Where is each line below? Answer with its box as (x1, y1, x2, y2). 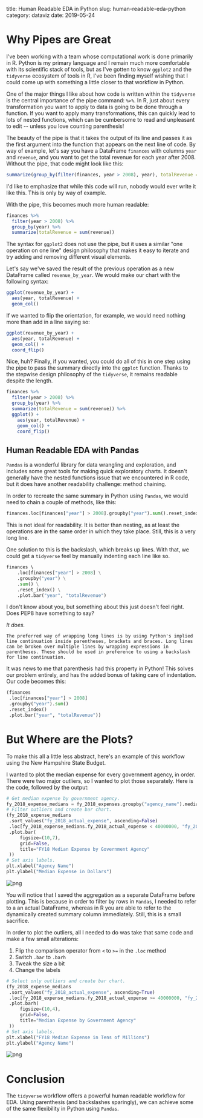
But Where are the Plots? (6, 733, 134, 746)
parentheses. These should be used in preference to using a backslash (6, 649, 190, 655)
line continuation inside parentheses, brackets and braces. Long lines (6, 639, 193, 645)
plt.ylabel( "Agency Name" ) (6, 1040, 74, 1046)
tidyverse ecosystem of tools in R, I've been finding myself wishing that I (6, 72, 188, 79)
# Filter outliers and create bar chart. (6, 807, 112, 813)
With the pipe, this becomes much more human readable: (6, 201, 149, 208)
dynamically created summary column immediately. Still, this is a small (6, 910, 181, 917)
